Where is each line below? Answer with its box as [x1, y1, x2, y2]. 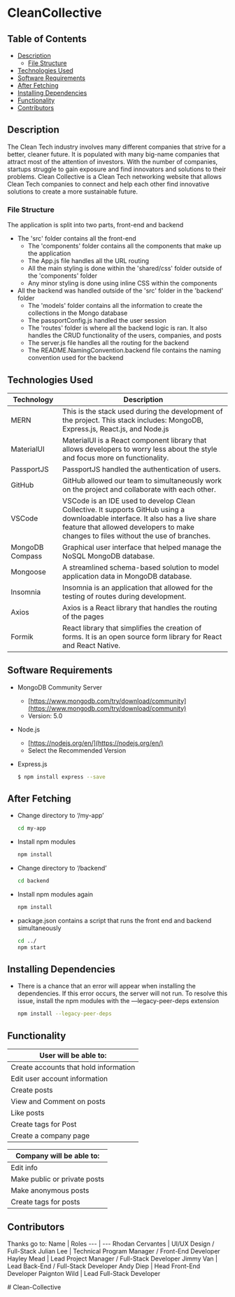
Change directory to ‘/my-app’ [17, 812, 104, 820]
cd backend [17, 878, 50, 885]
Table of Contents [7, 33, 87, 45]
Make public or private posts [10, 1174, 105, 1184]
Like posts [10, 1108, 45, 1118]
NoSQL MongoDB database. [62, 551, 155, 560]
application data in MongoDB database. [62, 571, 192, 581]
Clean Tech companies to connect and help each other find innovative [7, 180, 210, 188]
